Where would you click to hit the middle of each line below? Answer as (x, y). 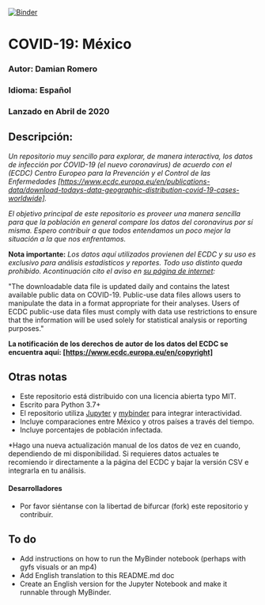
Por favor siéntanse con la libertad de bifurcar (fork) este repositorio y (134, 506)
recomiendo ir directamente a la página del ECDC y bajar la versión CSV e (129, 462)
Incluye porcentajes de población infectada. (91, 430)
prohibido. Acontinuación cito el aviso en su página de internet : (112, 271)
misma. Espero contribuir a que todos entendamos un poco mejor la (119, 230)
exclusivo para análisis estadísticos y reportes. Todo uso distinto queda (125, 262)
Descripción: (41, 137)
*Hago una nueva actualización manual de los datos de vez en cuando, (125, 445)
